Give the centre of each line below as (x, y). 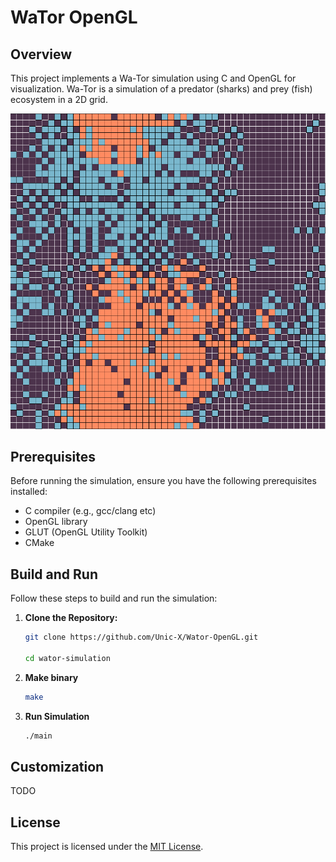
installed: (29, 492)
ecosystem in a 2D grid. (59, 99)
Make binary (51, 677)
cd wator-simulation (67, 658)
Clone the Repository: (71, 618)
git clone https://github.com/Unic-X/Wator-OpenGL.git (141, 637)
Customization (57, 766)
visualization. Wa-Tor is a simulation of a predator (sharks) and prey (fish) (161, 89)
